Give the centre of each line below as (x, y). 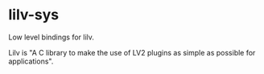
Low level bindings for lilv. (52, 37)
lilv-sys (34, 15)
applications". (31, 61)
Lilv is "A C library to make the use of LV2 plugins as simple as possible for (132, 52)
